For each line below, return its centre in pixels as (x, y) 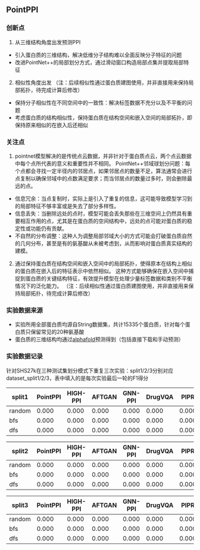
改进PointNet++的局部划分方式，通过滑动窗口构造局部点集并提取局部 (99, 62)
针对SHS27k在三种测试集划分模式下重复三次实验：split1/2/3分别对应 (90, 370)
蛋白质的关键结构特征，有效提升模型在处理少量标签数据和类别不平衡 (109, 278)
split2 (20, 451)
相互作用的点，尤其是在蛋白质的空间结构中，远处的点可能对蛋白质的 (104, 221)
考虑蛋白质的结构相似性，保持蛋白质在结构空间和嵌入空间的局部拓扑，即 (103, 117)
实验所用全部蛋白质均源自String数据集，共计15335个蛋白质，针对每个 (100, 324)
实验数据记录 (25, 357)
